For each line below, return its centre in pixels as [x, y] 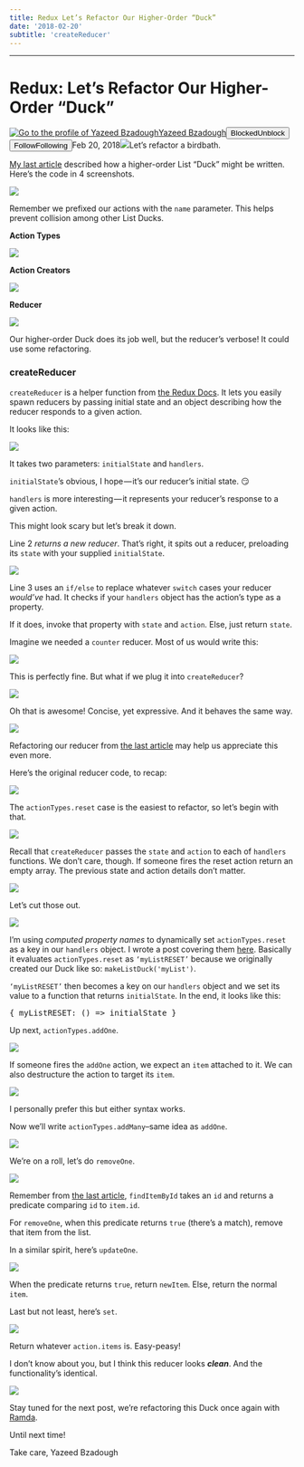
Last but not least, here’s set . [63, 1311]
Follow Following [41, 146]
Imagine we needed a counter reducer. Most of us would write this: [134, 642]
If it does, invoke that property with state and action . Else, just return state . [151, 624]
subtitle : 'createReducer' [60, 34]
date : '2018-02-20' [46, 26]
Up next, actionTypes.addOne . [64, 1030]
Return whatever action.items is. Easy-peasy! [95, 1346]
